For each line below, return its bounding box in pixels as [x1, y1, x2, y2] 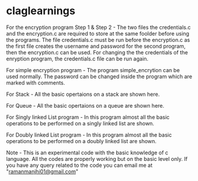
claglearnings [6, 4, 76, 18]
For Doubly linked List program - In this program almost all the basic [6, 131, 172, 138]
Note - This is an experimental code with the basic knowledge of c [6, 149, 169, 156]
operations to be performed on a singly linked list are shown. [6, 119, 155, 127]
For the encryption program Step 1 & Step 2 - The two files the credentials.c [6, 24, 191, 31]
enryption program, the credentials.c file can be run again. [6, 55, 149, 62]
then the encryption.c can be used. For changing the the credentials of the [6, 49, 189, 56]
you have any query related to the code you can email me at [6, 161, 153, 169]
